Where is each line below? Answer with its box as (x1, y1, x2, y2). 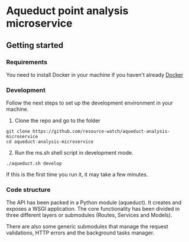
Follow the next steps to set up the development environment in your (6, 99, 173, 107)
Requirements (6, 58, 48, 66)
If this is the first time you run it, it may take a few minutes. (6, 171, 148, 178)
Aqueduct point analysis (6, 4, 129, 18)
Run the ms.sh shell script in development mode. (14, 149, 134, 156)
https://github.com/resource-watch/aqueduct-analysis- (32, 129, 170, 135)
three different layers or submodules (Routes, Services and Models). (6, 211, 172, 219)
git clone (6, 129, 31, 135)
